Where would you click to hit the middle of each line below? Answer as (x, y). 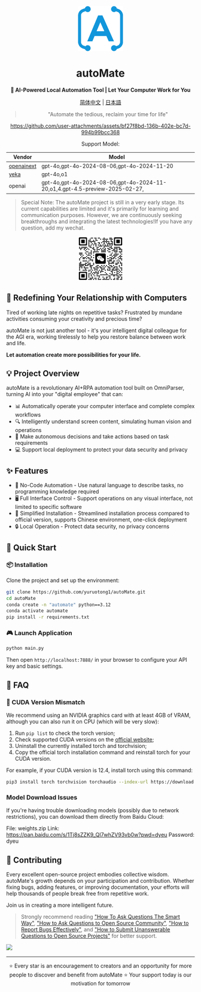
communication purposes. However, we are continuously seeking (101, 215)
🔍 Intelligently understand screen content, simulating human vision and (103, 421)
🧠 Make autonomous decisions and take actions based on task (92, 436)
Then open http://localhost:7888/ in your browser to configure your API (97, 660)
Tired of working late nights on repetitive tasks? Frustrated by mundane (94, 312)
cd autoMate (21, 598)
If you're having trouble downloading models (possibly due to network (93, 810)
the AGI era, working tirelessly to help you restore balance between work (96, 337)
